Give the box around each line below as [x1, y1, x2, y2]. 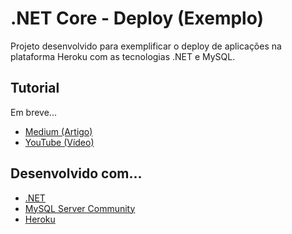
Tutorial [10, 80, 60, 97]
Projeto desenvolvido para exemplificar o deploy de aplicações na [10, 40, 282, 52]
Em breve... [10, 106, 57, 118]
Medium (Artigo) [24, 125, 93, 137]
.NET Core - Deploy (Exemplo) [10, 7, 265, 30]
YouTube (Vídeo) [24, 136, 95, 148]
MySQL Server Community [24, 202, 136, 214]
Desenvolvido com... [10, 165, 143, 182]
